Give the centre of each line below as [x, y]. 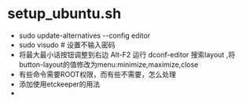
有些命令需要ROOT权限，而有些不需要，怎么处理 [97, 74]
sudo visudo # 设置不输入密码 [67, 45]
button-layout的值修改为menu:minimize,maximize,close [109, 64]
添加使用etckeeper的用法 [59, 84]
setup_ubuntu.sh [64, 14]
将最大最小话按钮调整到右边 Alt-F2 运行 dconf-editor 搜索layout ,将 [127, 54]
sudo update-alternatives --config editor [85, 35]
